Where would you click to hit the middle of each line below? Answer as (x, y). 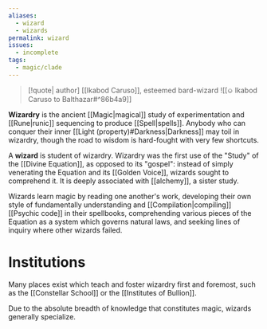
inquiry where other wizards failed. (65, 230)
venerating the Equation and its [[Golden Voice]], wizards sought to (119, 172)
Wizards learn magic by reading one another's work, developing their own (130, 196)
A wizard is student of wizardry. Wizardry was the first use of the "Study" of (133, 155)
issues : (21, 45)
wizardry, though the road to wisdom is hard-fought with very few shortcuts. (133, 139)
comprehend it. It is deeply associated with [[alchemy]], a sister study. (124, 181)
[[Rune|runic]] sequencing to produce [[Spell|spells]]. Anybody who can (127, 123)
